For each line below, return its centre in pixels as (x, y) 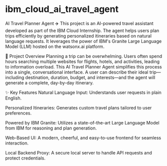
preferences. (18, 113)
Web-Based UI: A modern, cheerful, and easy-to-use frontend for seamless (83, 137)
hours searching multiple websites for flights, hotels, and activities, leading (82, 61)
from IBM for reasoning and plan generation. (51, 128)
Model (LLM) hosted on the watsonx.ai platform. (55, 46)
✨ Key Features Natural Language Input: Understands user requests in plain (83, 92)
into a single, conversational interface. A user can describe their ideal (77, 72)
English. (13, 98)
